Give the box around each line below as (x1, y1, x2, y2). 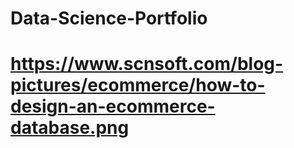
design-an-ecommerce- (10, 95, 216, 118)
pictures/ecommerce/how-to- (10, 74, 266, 97)
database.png (10, 117, 130, 139)
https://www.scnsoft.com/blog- (10, 53, 284, 76)
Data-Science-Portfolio (10, 7, 208, 30)
